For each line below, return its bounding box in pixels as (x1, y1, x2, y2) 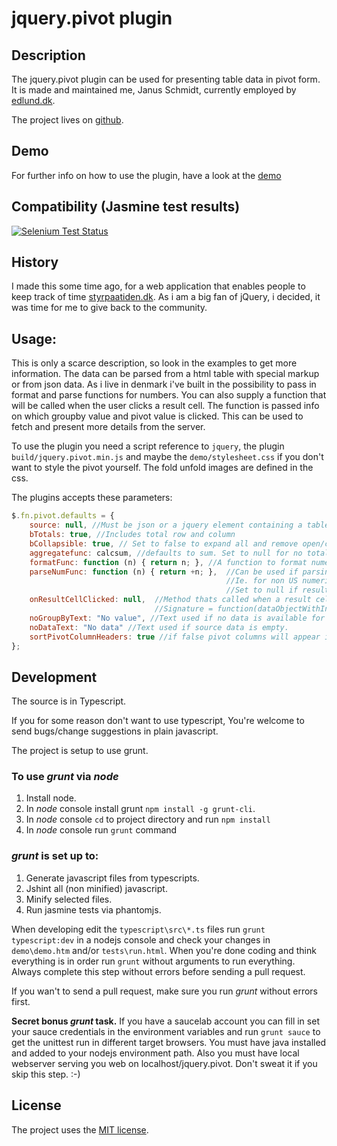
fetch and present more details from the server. (11, 421, 206, 433)
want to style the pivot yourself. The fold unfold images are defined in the (11, 462, 314, 474)
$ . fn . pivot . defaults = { (11, 511, 115, 521)
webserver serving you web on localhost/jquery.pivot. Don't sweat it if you (11, 1057, 318, 1069)
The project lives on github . (11, 114, 124, 126)
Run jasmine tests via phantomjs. (25, 903, 162, 916)
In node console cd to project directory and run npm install (25, 813, 271, 826)
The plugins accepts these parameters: (11, 492, 173, 504)
